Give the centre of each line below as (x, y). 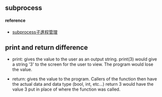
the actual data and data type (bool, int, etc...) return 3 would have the (83, 84)
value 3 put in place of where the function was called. (66, 89)
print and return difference (46, 48)
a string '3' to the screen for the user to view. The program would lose (82, 64)
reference (15, 20)
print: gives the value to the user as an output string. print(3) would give (85, 59)
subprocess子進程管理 (35, 32)
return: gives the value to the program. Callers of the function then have (85, 79)
